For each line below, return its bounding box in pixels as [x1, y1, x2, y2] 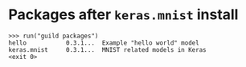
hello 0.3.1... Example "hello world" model [8, 38, 199, 47]
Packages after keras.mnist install [8, 6, 239, 24]
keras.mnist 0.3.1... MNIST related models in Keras [8, 45, 207, 53]
